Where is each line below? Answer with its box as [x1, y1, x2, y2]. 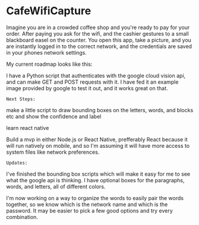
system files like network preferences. [6, 148, 100, 156]
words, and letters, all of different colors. [6, 183, 106, 190]
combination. [6, 213, 39, 220]
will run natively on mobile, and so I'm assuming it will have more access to [6, 142, 190, 149]
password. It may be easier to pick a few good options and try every [6, 207, 173, 214]
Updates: [6, 160, 28, 166]
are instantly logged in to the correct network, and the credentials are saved [6, 43, 192, 50]
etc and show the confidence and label [6, 113, 102, 120]
